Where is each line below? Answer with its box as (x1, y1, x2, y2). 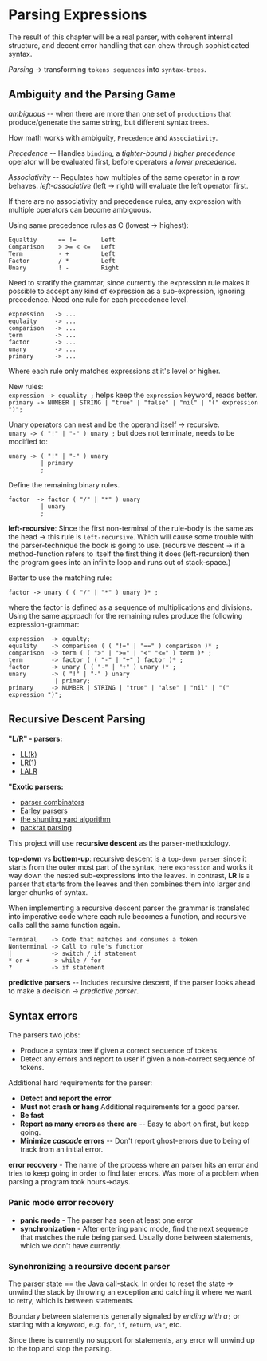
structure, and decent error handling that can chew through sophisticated (8, 40, 249, 50)
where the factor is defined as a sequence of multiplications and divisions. (8, 602, 253, 612)
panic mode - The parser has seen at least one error (19, 1215, 194, 1224)
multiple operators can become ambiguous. (8, 205, 151, 214)
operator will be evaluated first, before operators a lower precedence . (8, 157, 237, 166)
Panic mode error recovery (8, 1197, 114, 1208)
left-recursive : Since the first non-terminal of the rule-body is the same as (8, 523, 253, 533)
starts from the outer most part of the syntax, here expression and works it (8, 862, 253, 872)
